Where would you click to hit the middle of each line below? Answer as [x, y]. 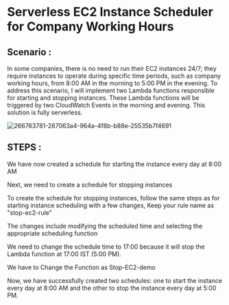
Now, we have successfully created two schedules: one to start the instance [115, 280]
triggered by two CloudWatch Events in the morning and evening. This [106, 105]
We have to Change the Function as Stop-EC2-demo [81, 267]
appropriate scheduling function [52, 233]
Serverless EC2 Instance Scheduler [110, 12]
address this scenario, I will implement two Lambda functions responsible [111, 91]
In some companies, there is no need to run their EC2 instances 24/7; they [112, 69]
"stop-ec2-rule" [30, 212]
